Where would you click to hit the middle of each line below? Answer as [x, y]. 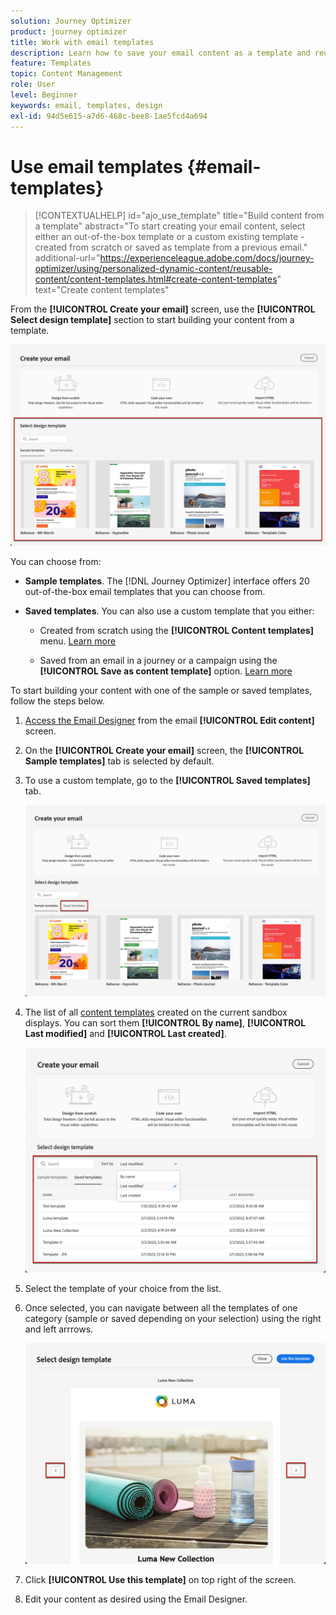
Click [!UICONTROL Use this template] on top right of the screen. [160, 1579]
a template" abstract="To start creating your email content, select [170, 226]
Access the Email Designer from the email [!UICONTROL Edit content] [169, 720]
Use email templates [96, 166]
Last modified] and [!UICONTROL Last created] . [125, 1034]
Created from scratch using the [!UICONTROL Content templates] [176, 630]
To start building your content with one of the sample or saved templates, [161, 690]
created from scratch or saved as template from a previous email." [171, 247]
